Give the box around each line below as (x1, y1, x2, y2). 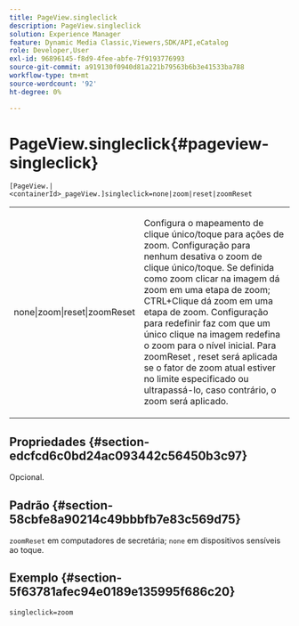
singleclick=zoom (9, 607, 74, 617)
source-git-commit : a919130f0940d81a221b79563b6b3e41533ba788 (9, 63, 245, 72)
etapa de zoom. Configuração (143, 306, 269, 319)
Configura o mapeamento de (143, 217, 264, 230)
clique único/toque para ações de (143, 228, 285, 240)
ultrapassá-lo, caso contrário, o (143, 384, 277, 396)
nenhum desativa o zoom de (143, 250, 263, 263)
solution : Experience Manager (9, 29, 122, 38)
